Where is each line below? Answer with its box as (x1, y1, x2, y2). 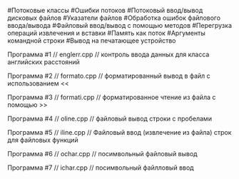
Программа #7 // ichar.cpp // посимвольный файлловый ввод (7, 163, 194, 172)
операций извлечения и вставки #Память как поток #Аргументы (7, 29, 205, 37)
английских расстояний (7, 58, 80, 66)
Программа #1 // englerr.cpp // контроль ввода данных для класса (7, 50, 210, 58)
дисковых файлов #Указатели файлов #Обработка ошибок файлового (7, 14, 221, 22)
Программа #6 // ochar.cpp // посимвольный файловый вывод (7, 150, 198, 158)
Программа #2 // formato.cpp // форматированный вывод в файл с (7, 71, 210, 80)
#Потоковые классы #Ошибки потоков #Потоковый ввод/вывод (7, 6, 203, 14)
